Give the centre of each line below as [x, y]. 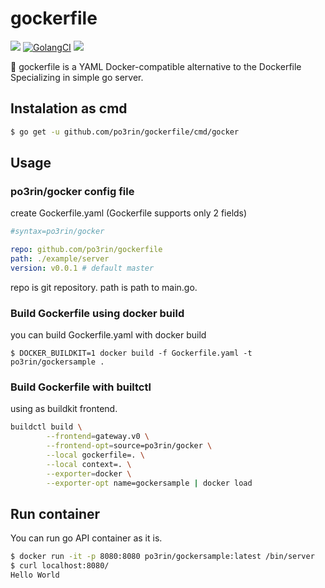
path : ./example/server [60, 259]
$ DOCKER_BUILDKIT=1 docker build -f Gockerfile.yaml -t [131, 353]
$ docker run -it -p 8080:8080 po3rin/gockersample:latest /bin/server [162, 557]
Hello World [35, 575]
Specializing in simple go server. [77, 77]
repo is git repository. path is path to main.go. [104, 287]
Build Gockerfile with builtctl [81, 387]
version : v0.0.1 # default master [82, 268]
